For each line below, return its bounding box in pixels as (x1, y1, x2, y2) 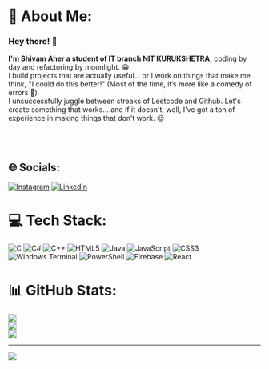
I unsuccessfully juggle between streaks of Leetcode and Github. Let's (8, 96, 242, 106)
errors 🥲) (8, 88, 38, 98)
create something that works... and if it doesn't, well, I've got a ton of (8, 105, 235, 114)
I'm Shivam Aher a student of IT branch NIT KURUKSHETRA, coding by (8, 54, 247, 63)
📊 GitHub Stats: (8, 282, 118, 299)
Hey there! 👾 (8, 36, 58, 47)
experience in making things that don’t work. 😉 (8, 114, 165, 123)
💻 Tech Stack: (8, 211, 107, 230)
